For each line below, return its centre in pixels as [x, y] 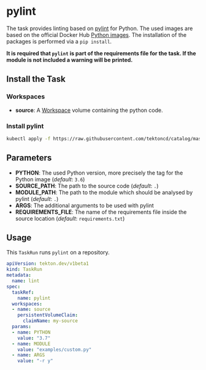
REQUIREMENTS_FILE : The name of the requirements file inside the [101, 212]
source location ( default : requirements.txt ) [70, 218]
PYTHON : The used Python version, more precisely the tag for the [99, 173]
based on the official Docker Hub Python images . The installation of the [97, 34]
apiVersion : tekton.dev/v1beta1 [48, 264]
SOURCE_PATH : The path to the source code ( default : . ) [87, 186]
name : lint [26, 281]
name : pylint [34, 298]
